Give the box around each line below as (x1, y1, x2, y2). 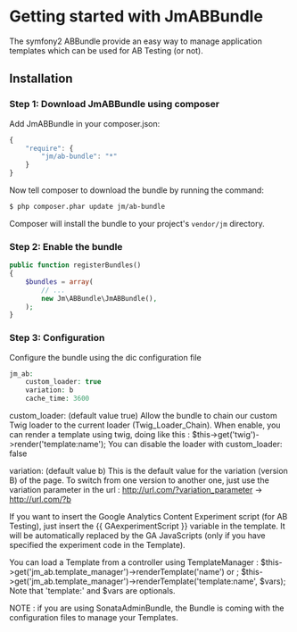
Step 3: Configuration (9, 332, 105, 345)
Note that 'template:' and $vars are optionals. (9, 586, 176, 596)
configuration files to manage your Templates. (9, 612, 178, 623)
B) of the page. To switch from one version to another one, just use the (9, 475, 269, 486)
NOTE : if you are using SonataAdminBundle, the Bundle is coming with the (9, 603, 285, 613)
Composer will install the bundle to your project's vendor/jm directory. (9, 218, 265, 229)
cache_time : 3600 (25, 395, 90, 403)
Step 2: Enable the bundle (9, 240, 123, 253)
